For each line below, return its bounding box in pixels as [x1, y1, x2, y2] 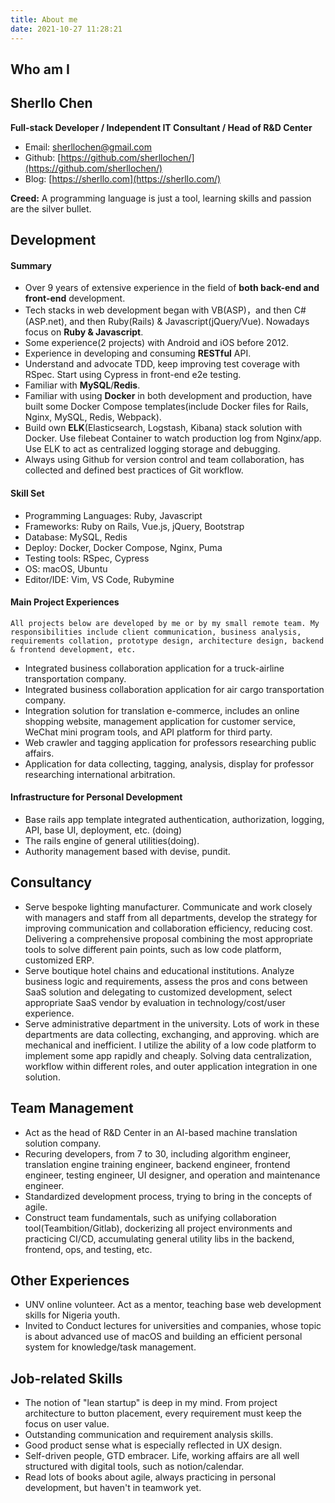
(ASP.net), [24, 316, 68, 328]
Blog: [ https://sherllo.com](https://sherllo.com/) [24, 172, 222, 185]
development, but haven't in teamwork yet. [24, 1482, 202, 1494]
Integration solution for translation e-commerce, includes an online [24, 704, 300, 716]
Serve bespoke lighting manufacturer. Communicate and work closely [24, 901, 313, 913]
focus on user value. [24, 1418, 110, 1430]
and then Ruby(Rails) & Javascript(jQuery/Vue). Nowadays [69, 316, 310, 328]
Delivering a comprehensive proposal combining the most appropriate [24, 932, 314, 945]
